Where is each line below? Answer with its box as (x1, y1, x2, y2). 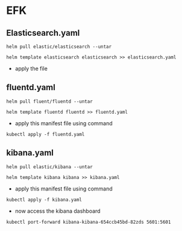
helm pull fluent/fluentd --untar (6, 98, 93, 105)
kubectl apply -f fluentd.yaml (6, 131, 85, 137)
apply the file (14, 65, 48, 72)
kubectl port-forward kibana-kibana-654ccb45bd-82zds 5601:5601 (6, 219, 171, 225)
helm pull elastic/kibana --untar (6, 164, 93, 170)
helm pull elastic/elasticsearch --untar (6, 44, 112, 50)
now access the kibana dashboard (14, 207, 101, 215)
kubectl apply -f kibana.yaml (6, 197, 83, 203)
